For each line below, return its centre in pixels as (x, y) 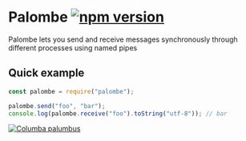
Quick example (46, 73)
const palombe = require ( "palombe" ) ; (71, 91)
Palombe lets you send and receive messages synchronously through (123, 39)
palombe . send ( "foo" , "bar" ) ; (57, 106)
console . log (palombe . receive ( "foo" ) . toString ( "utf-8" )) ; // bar (118, 113)
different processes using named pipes (73, 47)
